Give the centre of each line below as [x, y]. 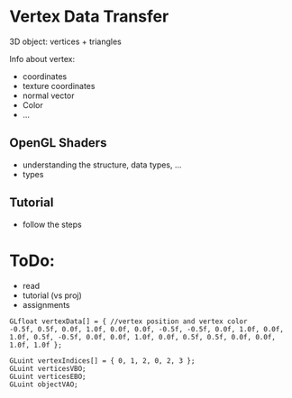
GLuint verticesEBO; [48, 376]
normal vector [48, 95]
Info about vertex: [42, 59]
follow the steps [52, 224]
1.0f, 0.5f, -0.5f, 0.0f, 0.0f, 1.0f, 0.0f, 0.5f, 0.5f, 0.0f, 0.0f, [143, 337]
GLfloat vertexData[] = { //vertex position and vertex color [128, 321]
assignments [46, 304]
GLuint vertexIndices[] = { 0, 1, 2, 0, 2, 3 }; [102, 361]
